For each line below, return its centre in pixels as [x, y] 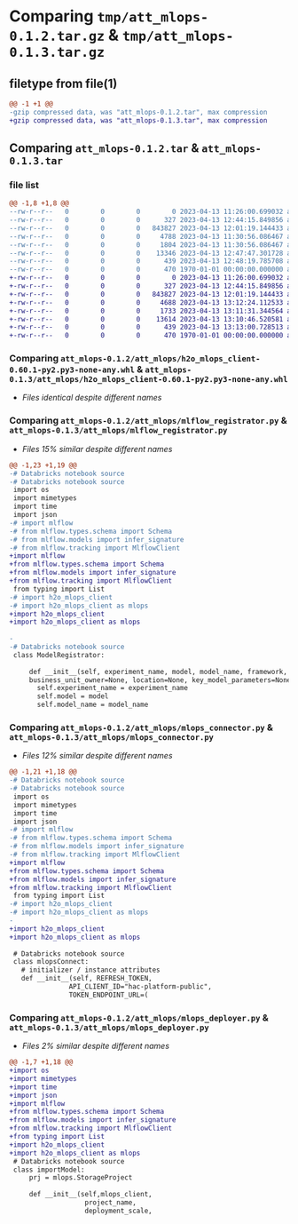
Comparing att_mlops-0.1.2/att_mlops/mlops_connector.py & [141, 727]
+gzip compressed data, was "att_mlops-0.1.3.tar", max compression [138, 120]
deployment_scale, [118, 1211]
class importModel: [49, 1170]
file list [24, 185]
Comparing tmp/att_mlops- [109, 16]
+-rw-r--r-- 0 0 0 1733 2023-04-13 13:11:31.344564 [146, 311]
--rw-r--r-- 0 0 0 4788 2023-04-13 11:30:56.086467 [146, 236]
